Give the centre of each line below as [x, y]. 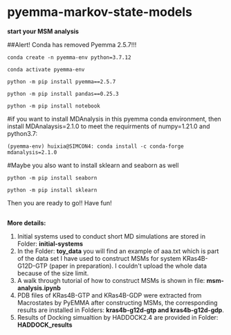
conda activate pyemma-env [46, 69]
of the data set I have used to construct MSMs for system [99, 259]
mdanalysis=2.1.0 [32, 152]
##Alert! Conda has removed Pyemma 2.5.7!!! [72, 44]
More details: [27, 223]
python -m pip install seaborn [52, 178]
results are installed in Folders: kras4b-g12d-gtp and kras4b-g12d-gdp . [121, 310]
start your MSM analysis [43, 31]
